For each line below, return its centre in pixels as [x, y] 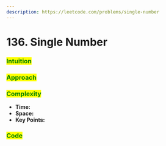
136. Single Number [57, 42]
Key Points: [30, 120]
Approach [21, 77]
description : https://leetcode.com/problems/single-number [83, 12]
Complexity [24, 94]
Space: [24, 113]
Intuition [19, 61]
